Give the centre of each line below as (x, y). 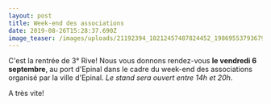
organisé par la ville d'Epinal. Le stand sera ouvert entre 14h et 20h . (121, 78)
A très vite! (26, 94)
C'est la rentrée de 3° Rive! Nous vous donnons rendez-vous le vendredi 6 (132, 61)
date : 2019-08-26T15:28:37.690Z (63, 30)
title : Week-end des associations (67, 23)
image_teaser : (32, 38)
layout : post (30, 16)
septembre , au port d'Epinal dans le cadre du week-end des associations (130, 70)
